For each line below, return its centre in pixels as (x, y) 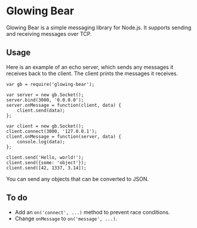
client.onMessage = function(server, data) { (64, 136)
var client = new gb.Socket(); (45, 126)
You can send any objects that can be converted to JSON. (78, 179)
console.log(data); (41, 141)
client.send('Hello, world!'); (45, 157)
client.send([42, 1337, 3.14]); (46, 168)
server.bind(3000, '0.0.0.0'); (45, 100)
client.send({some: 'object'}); (46, 162)
